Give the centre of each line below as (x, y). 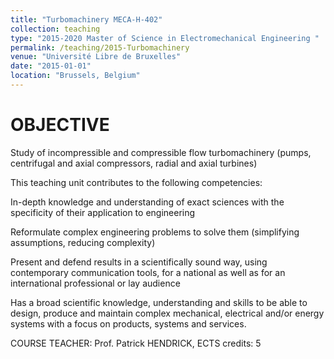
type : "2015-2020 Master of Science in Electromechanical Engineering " (165, 38)
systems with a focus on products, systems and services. (128, 323)
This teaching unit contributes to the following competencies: (136, 182)
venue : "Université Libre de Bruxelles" (96, 57)
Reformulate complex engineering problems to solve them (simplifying (155, 232)
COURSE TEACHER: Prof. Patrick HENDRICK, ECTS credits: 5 (136, 343)
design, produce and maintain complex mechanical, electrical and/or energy (167, 313)
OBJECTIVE (60, 125)
